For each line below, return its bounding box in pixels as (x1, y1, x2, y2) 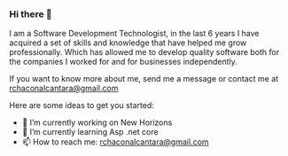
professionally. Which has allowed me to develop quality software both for (9, 47, 280, 58)
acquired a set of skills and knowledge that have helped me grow (9, 37, 247, 48)
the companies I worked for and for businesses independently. (9, 57, 237, 67)
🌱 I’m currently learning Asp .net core (21, 127, 159, 137)
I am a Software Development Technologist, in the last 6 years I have (9, 28, 260, 39)
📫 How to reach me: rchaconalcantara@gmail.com (21, 136, 210, 147)
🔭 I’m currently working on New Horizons (21, 117, 173, 128)
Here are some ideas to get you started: (9, 100, 155, 111)
